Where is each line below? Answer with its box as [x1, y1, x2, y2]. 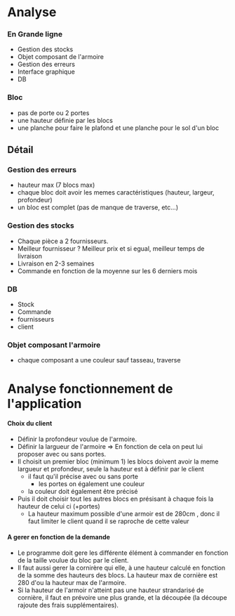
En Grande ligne [7, 30, 63, 39]
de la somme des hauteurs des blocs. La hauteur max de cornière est [17, 570, 218, 579]
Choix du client [7, 419, 53, 428]
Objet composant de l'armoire [17, 53, 104, 61]
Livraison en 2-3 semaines [17, 259, 95, 268]
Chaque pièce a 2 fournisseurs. [17, 237, 109, 245]
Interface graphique [17, 67, 75, 76]
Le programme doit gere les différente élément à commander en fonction [17, 549, 229, 557]
